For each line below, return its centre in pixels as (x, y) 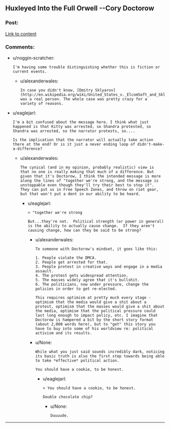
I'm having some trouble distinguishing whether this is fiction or (86, 67)
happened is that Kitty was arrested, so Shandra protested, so (82, 126)
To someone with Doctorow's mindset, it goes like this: (96, 249)
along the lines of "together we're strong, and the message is (89, 181)
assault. (45, 271)
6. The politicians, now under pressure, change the (92, 284)
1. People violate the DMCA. (66, 258)
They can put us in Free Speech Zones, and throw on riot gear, (89, 189)
